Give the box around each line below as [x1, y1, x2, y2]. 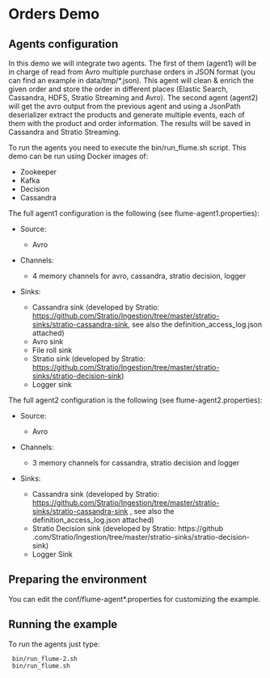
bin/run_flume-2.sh [11, 655, 78, 663]
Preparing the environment [8, 573, 147, 587]
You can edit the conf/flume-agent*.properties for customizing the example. [8, 594, 261, 604]
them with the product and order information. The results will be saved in [8, 119, 251, 128]
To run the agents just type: [8, 639, 100, 649]
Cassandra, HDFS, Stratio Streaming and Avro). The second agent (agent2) [8, 93, 259, 102]
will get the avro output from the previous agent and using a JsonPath [8, 102, 241, 111]
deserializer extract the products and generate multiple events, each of [8, 110, 245, 120]
